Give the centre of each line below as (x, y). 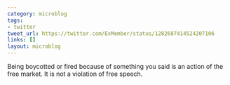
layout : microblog (34, 46)
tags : (15, 20)
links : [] (22, 40)
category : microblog (38, 14)
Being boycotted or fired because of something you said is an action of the (115, 66)
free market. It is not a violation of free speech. (75, 74)
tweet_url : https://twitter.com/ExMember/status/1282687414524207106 (111, 33)
